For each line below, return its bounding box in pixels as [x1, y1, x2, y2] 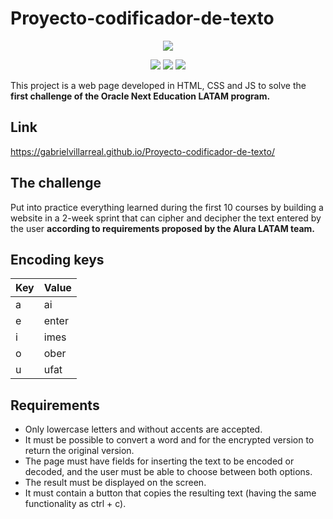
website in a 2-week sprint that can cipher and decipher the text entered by [10, 212, 322, 224]
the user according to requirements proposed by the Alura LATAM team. [10, 222, 316, 234]
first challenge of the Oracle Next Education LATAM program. [10, 90, 271, 102]
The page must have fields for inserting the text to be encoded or [24, 455, 295, 467]
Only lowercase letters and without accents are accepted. [24, 423, 263, 436]
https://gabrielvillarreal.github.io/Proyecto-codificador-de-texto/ [10, 145, 275, 157]
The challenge [10, 175, 102, 192]
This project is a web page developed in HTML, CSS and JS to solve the [10, 79, 307, 91]
